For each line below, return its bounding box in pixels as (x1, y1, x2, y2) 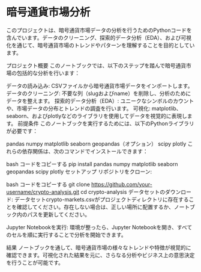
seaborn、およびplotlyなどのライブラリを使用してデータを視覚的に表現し (6, 112, 188, 119)
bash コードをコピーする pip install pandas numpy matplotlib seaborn (6, 160, 178, 167)
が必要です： (6, 127, 38, 134)
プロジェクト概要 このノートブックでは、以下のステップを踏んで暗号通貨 (6, 61, 187, 69)
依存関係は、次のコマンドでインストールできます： (22, 147, 148, 155)
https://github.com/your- (91, 181, 153, 188)
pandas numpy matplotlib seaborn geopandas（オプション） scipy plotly (6, 140, 187, 147)
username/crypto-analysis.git (6, 188, 80, 196)
